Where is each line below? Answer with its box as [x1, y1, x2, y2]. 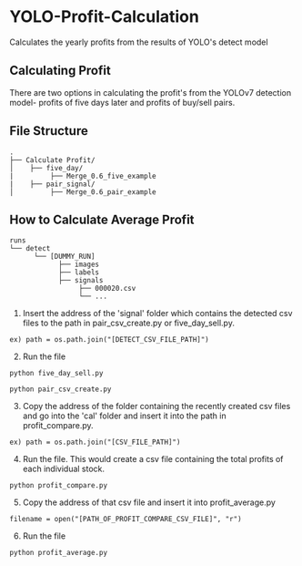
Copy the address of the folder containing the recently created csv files [22, 401, 291, 412]
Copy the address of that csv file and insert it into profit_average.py [22, 497, 276, 508]
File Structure [9, 123, 88, 139]
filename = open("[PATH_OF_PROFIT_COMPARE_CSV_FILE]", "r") [9, 515, 243, 524]
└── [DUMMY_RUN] [33, 252, 96, 262]
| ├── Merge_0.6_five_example [9, 171, 156, 180]
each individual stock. [22, 463, 106, 475]
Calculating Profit [9, 63, 111, 78]
